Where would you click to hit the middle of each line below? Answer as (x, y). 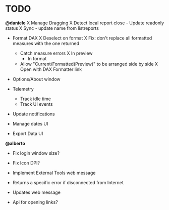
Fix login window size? (36, 153)
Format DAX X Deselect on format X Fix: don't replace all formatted (82, 38)
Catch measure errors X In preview (56, 53)
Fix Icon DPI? (26, 163)
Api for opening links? (35, 202)
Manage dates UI (30, 123)
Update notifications (34, 114)
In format (37, 58)
